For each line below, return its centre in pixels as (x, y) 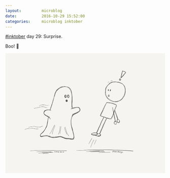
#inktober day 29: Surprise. (34, 37)
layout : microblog (34, 11)
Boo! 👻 (12, 46)
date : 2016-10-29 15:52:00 (45, 16)
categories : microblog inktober (44, 21)
